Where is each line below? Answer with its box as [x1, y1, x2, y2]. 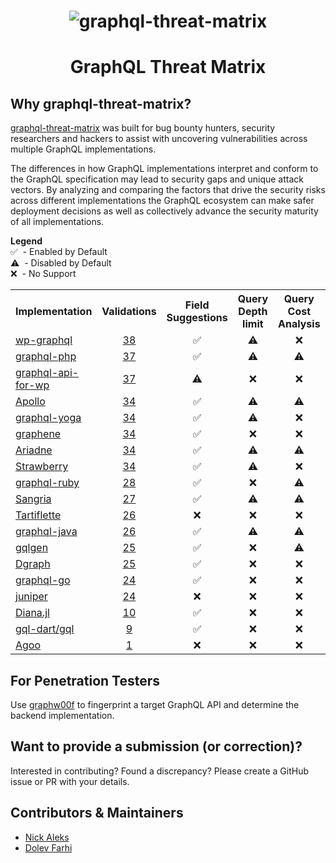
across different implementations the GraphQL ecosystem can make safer [10, 195, 315, 207]
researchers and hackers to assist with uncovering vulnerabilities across [10, 133, 308, 145]
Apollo [15, 395, 46, 409]
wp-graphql [15, 333, 73, 347]
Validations [101, 305, 157, 319]
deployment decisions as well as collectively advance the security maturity [10, 205, 319, 217]
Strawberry [15, 460, 69, 474]
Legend [10, 235, 43, 247]
